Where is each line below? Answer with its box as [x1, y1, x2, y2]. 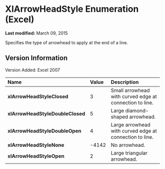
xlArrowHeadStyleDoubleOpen [7, 127, 82, 134]
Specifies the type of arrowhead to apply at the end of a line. [5, 39, 128, 45]
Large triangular [110, 149, 148, 156]
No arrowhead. [110, 141, 145, 148]
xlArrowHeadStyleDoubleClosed [7, 110, 85, 117]
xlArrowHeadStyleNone [7, 141, 65, 148]
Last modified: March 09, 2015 [5, 30, 68, 36]
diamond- [125, 107, 149, 114]
